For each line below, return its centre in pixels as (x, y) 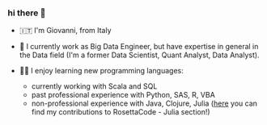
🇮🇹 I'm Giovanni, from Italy (65, 31)
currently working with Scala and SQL (94, 86)
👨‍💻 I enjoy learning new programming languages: (101, 71)
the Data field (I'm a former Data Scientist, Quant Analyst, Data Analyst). (139, 55)
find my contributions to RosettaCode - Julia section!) (121, 112)
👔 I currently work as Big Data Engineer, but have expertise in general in (139, 47)
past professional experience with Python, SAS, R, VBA (123, 95)
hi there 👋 (27, 13)
